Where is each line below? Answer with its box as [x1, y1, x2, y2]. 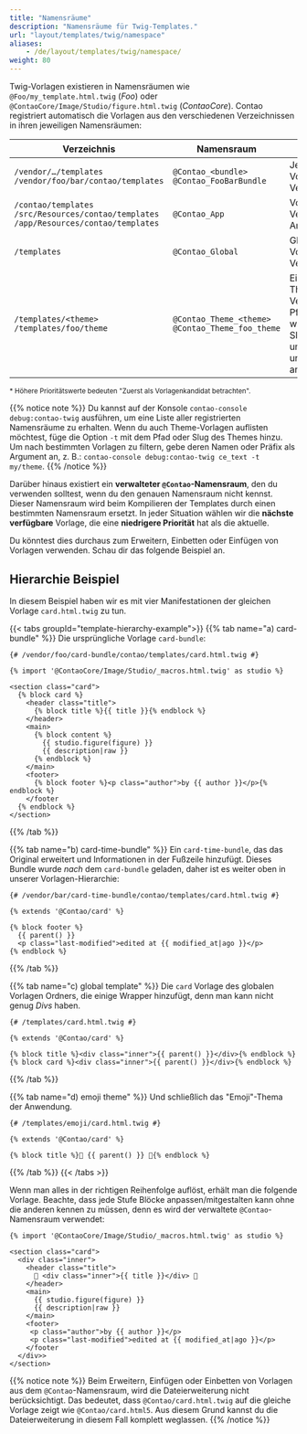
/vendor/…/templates [14, 166, 103, 177]
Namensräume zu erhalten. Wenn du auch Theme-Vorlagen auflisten [9, 422, 269, 433]
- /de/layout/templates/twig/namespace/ [26, 48, 182, 57]
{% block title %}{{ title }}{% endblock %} [33, 706, 206, 716]
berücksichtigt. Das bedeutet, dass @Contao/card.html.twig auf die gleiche [9, 1395, 291, 1406]
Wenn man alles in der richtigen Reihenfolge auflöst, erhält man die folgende [9, 1184, 298, 1195]
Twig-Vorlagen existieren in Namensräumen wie [9, 81, 190, 91]
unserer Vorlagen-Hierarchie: [9, 874, 121, 885]
